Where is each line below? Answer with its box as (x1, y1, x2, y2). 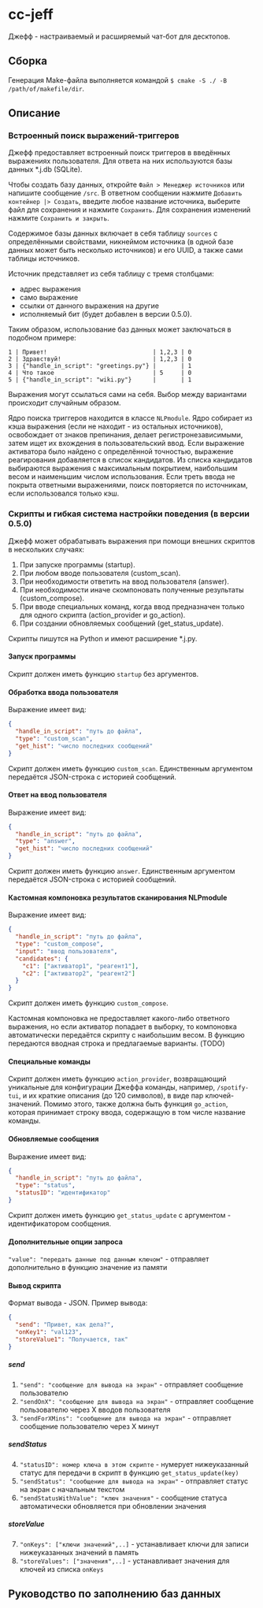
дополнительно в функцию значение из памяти (8, 1263, 168, 1272)
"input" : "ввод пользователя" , (15, 947, 118, 955)
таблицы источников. (8, 254, 80, 263)
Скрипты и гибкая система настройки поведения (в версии (8, 508, 250, 519)
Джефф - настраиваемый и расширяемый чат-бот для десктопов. (8, 32, 231, 41)
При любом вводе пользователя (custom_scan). (19, 568, 181, 577)
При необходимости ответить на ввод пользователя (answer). (19, 577, 230, 586)
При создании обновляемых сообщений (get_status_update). (19, 618, 224, 628)
